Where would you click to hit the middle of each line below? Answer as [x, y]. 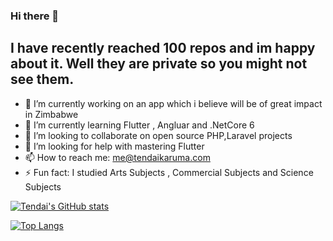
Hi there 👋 [35, 16]
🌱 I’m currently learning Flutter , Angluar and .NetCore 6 [139, 125]
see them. [42, 79]
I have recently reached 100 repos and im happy [163, 48]
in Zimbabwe [51, 114]
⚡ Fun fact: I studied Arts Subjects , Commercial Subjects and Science [169, 172]
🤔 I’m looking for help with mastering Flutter [114, 146]
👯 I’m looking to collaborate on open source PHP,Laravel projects [158, 135]
